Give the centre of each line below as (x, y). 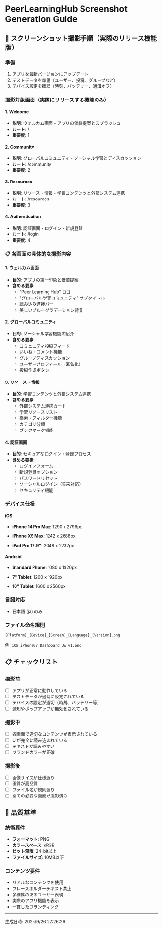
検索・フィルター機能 (41, 418)
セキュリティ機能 (36, 490)
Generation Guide (41, 19)
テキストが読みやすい (33, 746)
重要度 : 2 (21, 170)
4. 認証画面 (16, 442)
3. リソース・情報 (22, 382)
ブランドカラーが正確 (33, 752)
